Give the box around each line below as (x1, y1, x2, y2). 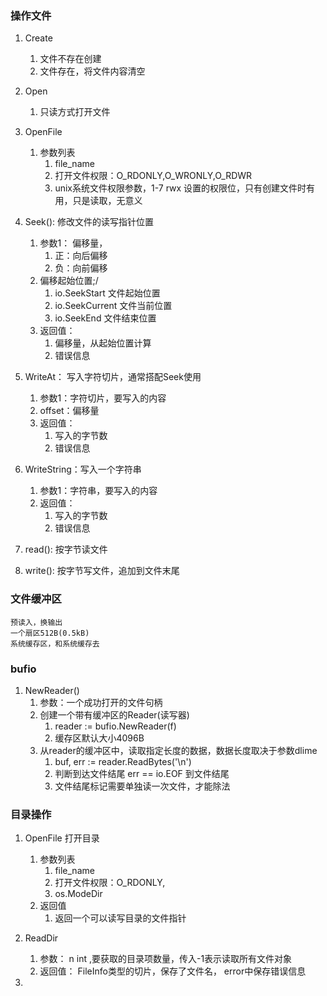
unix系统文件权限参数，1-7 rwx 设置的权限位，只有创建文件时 (54, 182, 307, 194)
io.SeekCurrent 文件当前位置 (54, 300, 173, 312)
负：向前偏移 (54, 262, 108, 274)
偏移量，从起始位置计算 (54, 337, 152, 349)
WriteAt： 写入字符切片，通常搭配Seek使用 (24, 371, 202, 383)
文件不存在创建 (39, 53, 102, 65)
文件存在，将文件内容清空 (39, 65, 146, 77)
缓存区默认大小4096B (54, 732, 145, 744)
